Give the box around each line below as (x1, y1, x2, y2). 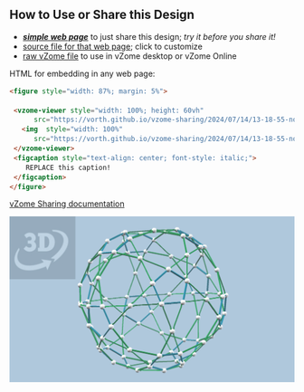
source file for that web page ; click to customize (22, 41, 204, 52)
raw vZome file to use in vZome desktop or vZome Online (22, 50, 237, 62)
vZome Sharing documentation (9, 198, 125, 209)
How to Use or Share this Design (9, 7, 195, 23)
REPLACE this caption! (25, 163, 111, 172)
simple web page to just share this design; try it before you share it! (22, 31, 276, 42)
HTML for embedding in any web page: (9, 68, 156, 79)
